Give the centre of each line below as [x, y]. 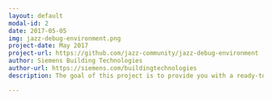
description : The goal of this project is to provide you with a [121, 76]
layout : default [36, 16]
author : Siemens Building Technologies [76, 61]
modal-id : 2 [28, 23]
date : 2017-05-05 [38, 31]
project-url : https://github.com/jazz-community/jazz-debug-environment [134, 53]
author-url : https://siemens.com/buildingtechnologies [103, 68]
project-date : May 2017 [49, 46]
